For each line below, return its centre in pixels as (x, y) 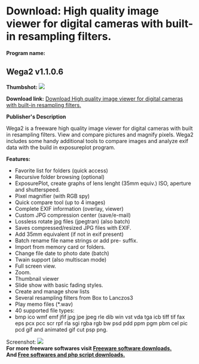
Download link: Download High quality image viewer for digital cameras (95, 98)
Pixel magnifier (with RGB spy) (52, 196)
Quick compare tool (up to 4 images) (60, 202)
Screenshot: (21, 342)
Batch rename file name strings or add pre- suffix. (76, 240)
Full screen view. (36, 266)
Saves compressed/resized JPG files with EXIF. (73, 227)
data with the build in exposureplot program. (61, 147)
